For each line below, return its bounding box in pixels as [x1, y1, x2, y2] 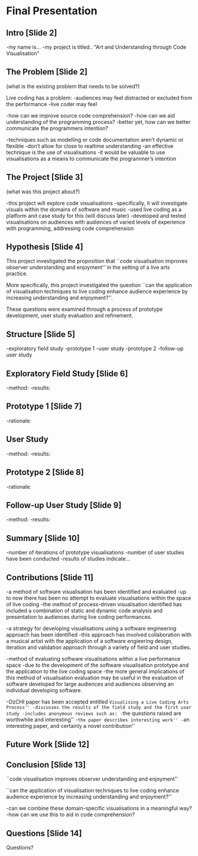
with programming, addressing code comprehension [6, 224, 134, 232]
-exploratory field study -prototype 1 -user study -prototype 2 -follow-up [6, 345, 184, 352]
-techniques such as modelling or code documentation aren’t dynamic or [6, 136, 184, 143]
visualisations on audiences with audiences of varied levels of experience [6, 218, 186, 225]
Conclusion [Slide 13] [6, 759, 86, 769]
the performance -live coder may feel [6, 100, 98, 107]
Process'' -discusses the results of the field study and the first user [6, 704, 192, 710]
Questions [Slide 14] [6, 828, 82, 838]
